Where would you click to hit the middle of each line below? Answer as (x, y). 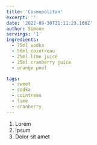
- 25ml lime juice (35, 57)
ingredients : (23, 40)
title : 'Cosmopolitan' (35, 12)
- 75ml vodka (28, 46)
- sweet (21, 84)
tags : (13, 79)
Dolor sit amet (32, 137)
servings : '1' (24, 34)
